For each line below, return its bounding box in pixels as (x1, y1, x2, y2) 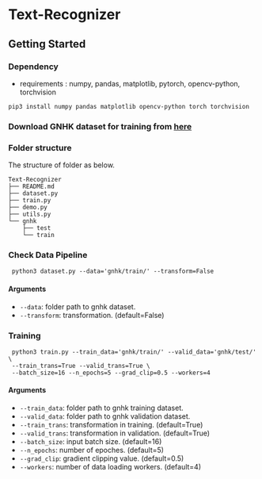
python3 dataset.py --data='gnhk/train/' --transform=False (11, 267, 215, 275)
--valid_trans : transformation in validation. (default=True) (19, 428, 211, 438)
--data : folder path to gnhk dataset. (19, 301, 136, 311)
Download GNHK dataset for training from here (8, 121, 192, 132)
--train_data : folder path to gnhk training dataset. (19, 403, 184, 413)
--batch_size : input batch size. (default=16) (19, 437, 162, 446)
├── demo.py (8, 204, 47, 212)
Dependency (8, 61, 59, 72)
